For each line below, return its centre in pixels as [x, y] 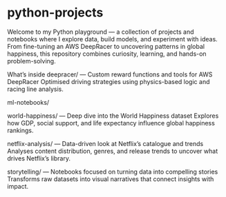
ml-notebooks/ [28, 102]
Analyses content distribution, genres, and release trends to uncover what [113, 151]
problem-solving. [32, 61]
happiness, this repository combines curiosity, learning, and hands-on [107, 54]
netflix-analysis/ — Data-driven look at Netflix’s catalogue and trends [105, 143]
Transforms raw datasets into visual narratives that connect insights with [111, 179]
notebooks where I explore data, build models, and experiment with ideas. [112, 39]
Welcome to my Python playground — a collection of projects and [101, 32]
